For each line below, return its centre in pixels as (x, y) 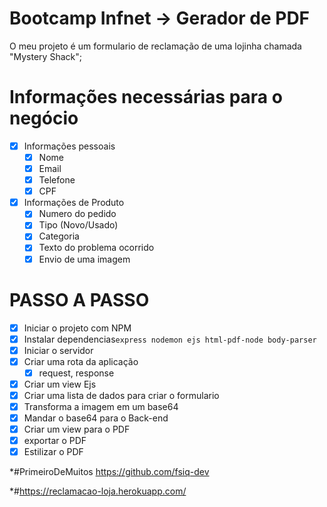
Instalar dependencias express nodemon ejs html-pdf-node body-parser (170, 339)
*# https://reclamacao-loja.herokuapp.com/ (98, 491)
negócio (44, 118)
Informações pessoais (69, 146)
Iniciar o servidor (58, 350)
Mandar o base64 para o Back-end (96, 418)
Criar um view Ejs (60, 384)
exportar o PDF (55, 441)
